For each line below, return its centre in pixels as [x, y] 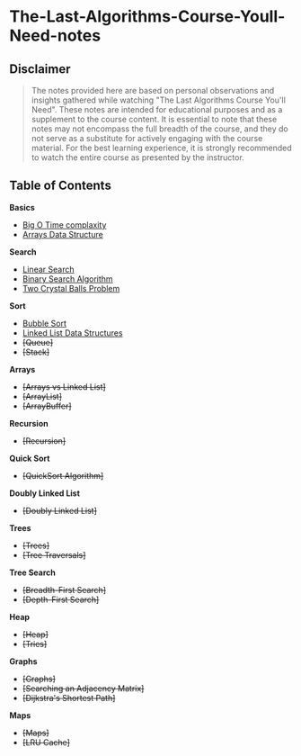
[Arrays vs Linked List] [64, 387]
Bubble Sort [44, 323]
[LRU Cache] [46, 742]
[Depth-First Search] [61, 599]
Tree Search [32, 572]
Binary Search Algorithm [68, 279]
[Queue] [38, 342]
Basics [22, 207]
